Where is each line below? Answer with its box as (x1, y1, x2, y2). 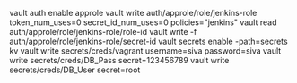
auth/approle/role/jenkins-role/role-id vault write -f (9, 27, 197, 37)
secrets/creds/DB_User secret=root (9, 64, 141, 75)
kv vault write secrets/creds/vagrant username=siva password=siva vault (9, 46, 282, 56)
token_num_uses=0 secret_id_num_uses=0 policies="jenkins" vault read (9, 17, 277, 28)
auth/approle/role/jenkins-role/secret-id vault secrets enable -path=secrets (9, 36, 289, 46)
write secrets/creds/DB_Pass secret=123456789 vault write (9, 55, 230, 65)
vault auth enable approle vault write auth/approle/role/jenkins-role (9, 8, 258, 18)
